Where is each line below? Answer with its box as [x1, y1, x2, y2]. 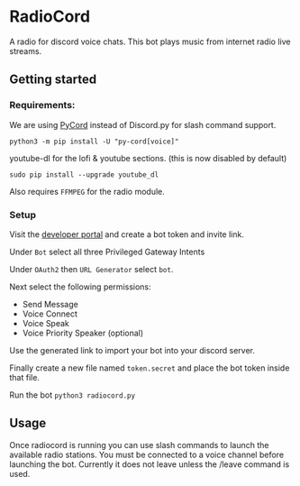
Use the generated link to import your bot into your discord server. [9, 344, 255, 355]
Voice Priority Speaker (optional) [22, 327, 144, 338]
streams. [9, 45, 42, 56]
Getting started [9, 72, 97, 87]
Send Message [22, 298, 78, 309]
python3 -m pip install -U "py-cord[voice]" [9, 137, 179, 146]
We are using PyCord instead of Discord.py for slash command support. [9, 119, 277, 130]
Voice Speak [22, 317, 70, 328]
